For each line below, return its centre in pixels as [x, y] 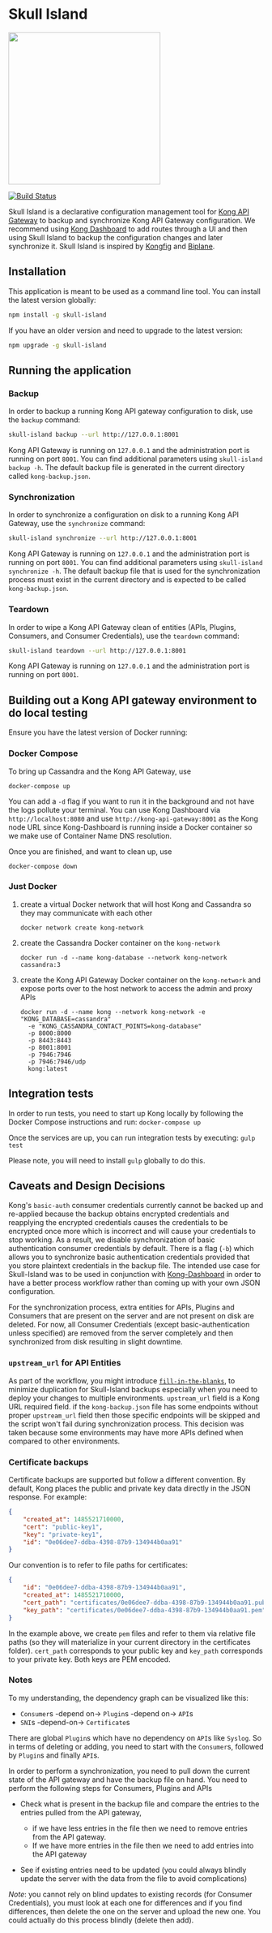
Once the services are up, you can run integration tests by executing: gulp [132, 1137]
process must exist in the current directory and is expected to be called [127, 580]
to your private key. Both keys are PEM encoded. [90, 1659]
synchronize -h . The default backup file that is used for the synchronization [134, 571]
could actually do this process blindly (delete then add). [101, 1920]
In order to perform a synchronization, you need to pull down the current [129, 1771]
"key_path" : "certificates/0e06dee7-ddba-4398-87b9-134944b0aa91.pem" [144, 1610]
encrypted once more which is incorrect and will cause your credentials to [132, 1232]
